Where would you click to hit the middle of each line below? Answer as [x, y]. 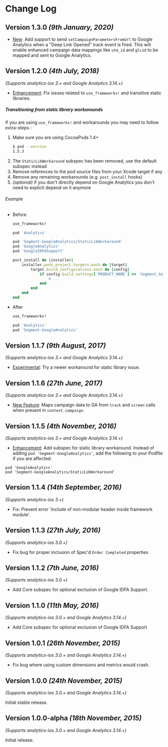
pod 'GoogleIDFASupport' [38, 251]
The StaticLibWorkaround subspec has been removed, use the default [85, 161]
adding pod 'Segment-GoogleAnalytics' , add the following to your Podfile [88, 453]
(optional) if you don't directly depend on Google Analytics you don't [83, 182]
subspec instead [30, 166]
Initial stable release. [26, 702]
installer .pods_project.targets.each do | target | [74, 265]
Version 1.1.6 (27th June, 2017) [54, 383]
